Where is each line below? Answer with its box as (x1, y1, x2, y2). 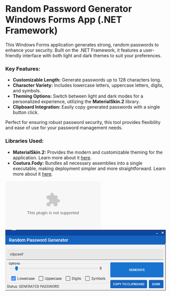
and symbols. (12, 88, 41, 94)
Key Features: (5, 65, 41, 72)
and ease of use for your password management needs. (5, 125, 123, 131)
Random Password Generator (5, 3, 132, 15)
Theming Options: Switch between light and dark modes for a (12, 93, 144, 100)
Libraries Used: (5, 137, 44, 144)
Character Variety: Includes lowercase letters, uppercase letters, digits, (12, 82, 164, 88)
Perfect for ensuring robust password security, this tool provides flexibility (5, 119, 161, 126)
